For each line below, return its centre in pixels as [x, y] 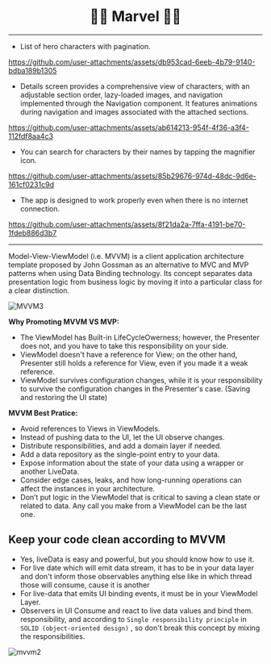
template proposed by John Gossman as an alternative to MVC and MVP [129, 265]
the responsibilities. [52, 636]
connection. [40, 208]
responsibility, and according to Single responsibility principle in [133, 619]
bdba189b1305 [33, 70]
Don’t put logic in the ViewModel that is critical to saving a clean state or [140, 497]
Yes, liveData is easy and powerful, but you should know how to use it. [137, 559]
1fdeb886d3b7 [33, 232]
